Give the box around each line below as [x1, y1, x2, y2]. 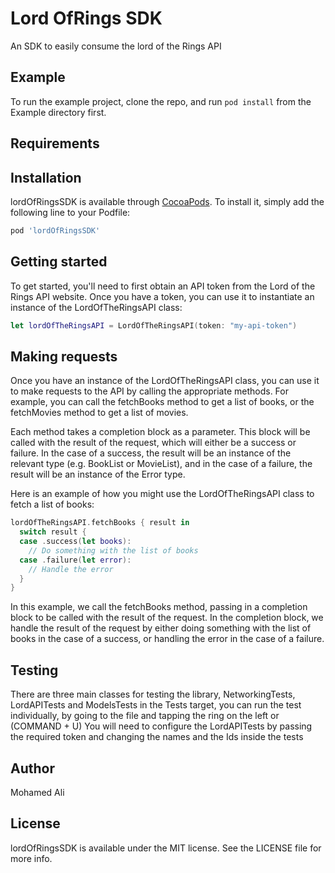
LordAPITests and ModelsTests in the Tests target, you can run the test [10, 699, 302, 711]
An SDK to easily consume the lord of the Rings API [10, 40, 222, 52]
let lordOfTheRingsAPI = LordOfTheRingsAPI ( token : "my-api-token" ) [10, 320, 298, 331]
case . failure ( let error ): [19, 555, 132, 565]
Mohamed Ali [10, 786, 65, 798]
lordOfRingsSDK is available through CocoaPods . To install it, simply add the [10, 195, 325, 207]
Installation [10, 169, 82, 186]
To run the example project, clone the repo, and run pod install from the [10, 95, 312, 107]
